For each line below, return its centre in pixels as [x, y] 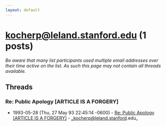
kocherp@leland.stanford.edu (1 [76, 35]
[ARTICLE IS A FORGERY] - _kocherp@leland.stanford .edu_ [75, 118]
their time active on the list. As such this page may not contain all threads [83, 66]
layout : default [23, 10]
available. [16, 71]
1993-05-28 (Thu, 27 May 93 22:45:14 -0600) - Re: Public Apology [84, 113]
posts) [19, 46]
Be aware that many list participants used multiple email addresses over [82, 60]
